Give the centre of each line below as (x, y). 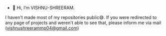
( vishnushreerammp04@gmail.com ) (42, 28)
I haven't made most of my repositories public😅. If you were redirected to (81, 17)
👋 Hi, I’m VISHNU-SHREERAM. (43, 8)
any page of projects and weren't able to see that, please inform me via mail (83, 23)
